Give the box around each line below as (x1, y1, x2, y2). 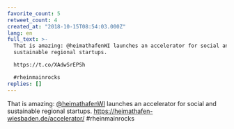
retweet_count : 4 (7, 17, 58, 24)
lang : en (7, 29, 33, 37)
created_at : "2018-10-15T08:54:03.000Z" (7, 23, 127, 30)
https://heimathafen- (93, 107, 153, 115)
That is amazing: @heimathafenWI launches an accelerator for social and (7, 99, 217, 108)
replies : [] (7, 80, 42, 87)
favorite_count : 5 (7, 10, 61, 17)
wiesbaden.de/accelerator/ (7, 114, 85, 122)
